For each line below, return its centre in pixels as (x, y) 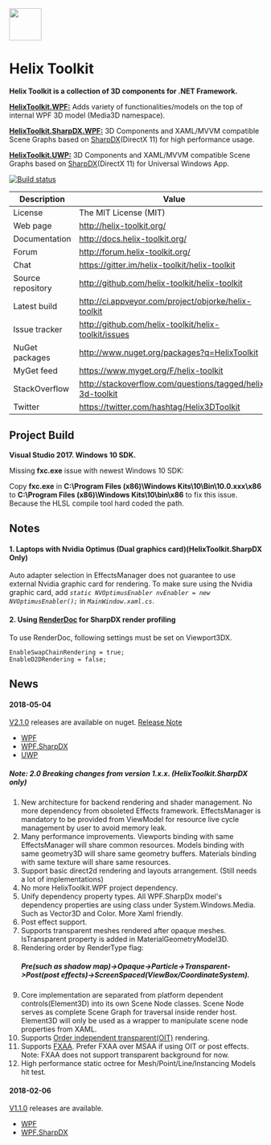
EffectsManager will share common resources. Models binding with (132, 845)
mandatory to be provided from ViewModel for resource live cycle (130, 820)
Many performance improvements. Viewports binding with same (127, 837)
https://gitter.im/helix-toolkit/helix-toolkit (157, 265)
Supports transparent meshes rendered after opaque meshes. (123, 931)
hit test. (33, 1072)
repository (33, 287)
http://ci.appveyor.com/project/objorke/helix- (165, 301)
